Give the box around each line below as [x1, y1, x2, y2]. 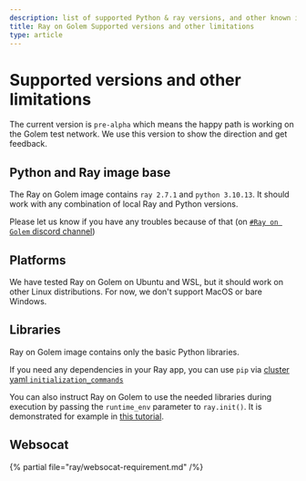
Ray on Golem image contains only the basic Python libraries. [9, 346, 240, 357]
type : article [9, 30, 64, 39]
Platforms [9, 252, 66, 268]
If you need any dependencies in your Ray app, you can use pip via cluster [9, 363, 290, 374]
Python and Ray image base [9, 165, 171, 180]
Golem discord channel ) [9, 226, 96, 237]
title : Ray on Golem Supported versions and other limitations [9, 22, 255, 31]
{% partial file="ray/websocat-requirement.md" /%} [9, 461, 204, 472]
